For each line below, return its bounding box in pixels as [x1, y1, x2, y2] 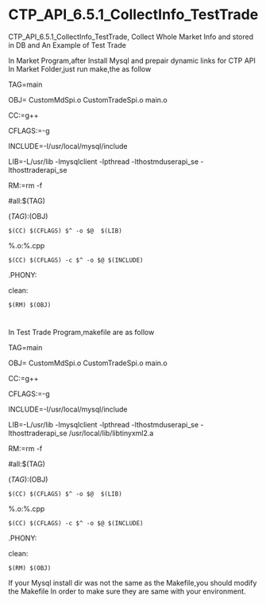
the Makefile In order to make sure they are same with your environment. [8, 586, 246, 596]
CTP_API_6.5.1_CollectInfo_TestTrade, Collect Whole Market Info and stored [8, 32, 254, 41]
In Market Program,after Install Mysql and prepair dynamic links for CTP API [8, 56, 256, 65]
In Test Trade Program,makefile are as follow [8, 328, 155, 337]
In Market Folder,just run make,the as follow [8, 64, 152, 73]
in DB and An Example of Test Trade [8, 40, 127, 49]
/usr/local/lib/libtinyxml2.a [68, 428, 154, 438]
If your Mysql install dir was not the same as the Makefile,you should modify [8, 579, 257, 588]
